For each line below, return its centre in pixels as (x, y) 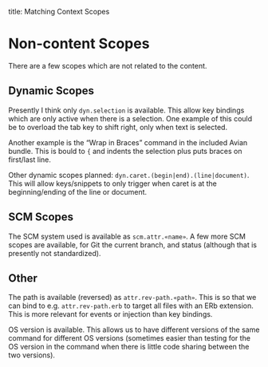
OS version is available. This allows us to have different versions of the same (134, 330)
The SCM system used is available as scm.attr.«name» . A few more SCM (127, 236)
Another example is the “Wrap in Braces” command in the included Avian (128, 142)
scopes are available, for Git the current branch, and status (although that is (133, 245)
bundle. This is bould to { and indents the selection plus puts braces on (125, 151)
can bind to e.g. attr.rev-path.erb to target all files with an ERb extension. (131, 306)
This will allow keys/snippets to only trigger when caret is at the (113, 183)
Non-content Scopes (79, 44)
